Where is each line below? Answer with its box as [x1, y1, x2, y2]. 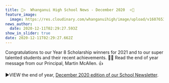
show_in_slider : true [5, 31, 51, 36]
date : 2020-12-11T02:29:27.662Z [5, 36, 73, 41]
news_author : [5, 21, 33, 27]
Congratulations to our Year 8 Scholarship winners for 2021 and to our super [5, 49, 163, 55]
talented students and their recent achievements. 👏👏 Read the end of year [5, 54, 158, 60]
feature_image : [5, 12, 37, 17]
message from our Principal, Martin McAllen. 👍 [5, 60, 103, 66]
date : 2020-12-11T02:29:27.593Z [10, 26, 78, 31]
